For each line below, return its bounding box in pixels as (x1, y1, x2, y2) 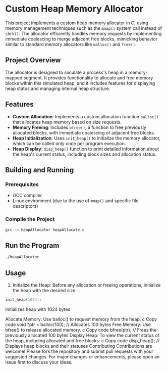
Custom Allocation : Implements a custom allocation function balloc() (12, 113, 159, 119)
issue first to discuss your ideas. (5, 359, 73, 365)
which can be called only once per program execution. (12, 140, 126, 147)
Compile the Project (5, 216, 55, 223)
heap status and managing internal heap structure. (5, 85, 110, 91)
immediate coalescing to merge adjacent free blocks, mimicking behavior (5, 36, 158, 42)
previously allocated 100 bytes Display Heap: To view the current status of (5, 332, 160, 338)
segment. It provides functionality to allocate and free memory (23, 74, 153, 81)
